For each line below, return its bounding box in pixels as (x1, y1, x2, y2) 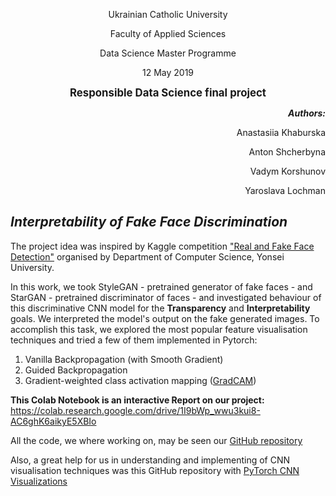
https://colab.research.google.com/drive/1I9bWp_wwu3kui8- (10, 404, 261, 416)
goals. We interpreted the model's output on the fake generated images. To (10, 312, 320, 324)
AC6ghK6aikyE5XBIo (10, 415, 97, 427)
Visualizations (10, 475, 68, 487)
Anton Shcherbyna (248, 146, 326, 158)
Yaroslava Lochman (244, 185, 326, 196)
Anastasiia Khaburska (236, 127, 326, 138)
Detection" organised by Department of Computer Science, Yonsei (10, 250, 285, 263)
